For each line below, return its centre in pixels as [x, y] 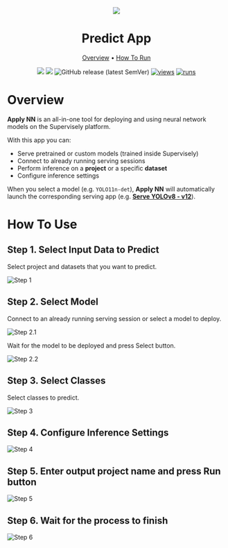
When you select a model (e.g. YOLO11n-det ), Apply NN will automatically [111, 189]
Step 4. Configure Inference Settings [88, 433]
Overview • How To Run [116, 58]
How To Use [42, 224]
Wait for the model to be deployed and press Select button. [91, 345]
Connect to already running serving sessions [81, 161]
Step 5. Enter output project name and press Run [114, 471]
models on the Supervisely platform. [59, 126]
